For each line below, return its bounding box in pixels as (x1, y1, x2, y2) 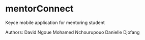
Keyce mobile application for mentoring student (5, 19, 105, 25)
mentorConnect (5, 3, 74, 14)
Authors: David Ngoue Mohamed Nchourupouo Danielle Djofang (5, 29, 140, 35)
